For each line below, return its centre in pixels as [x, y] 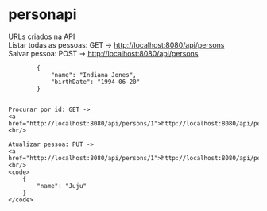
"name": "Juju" [62, 186]
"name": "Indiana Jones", [93, 75]
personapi [43, 15]
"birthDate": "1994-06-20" [95, 82]
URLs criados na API [42, 36]
